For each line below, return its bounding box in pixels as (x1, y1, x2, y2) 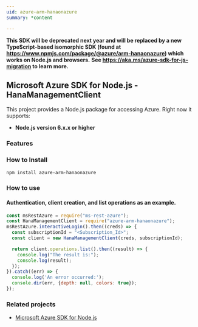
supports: (6, 112, 30, 119)
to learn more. (32, 62, 69, 70)
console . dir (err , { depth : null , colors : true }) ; (12, 280, 137, 286)
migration (6, 62, 32, 70)
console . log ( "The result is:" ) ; (17, 251, 99, 258)
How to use (6, 184, 41, 192)
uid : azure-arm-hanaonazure (6, 9, 78, 15)
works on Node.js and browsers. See (6, 56, 101, 63)
